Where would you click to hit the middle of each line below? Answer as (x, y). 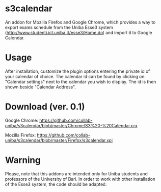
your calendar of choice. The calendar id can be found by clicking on (75, 76)
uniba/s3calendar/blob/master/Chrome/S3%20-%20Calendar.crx (71, 125)
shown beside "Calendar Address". (40, 87)
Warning (23, 160)
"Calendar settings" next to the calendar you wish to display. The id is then (80, 82)
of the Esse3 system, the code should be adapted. (56, 184)
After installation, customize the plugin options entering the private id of (78, 71)
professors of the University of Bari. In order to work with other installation (80, 179)
